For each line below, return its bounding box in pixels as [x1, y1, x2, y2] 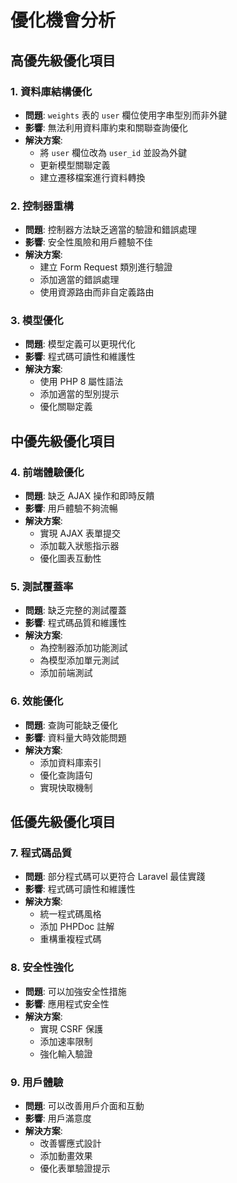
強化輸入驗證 [39, 1047, 93, 1060]
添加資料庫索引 [39, 756, 102, 768]
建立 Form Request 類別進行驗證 [39, 261, 173, 273]
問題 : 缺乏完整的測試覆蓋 [24, 604, 127, 616]
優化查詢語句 [39, 769, 93, 781]
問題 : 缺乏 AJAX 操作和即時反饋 [24, 490, 155, 502]
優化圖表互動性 [39, 552, 102, 565]
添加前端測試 [39, 667, 93, 679]
